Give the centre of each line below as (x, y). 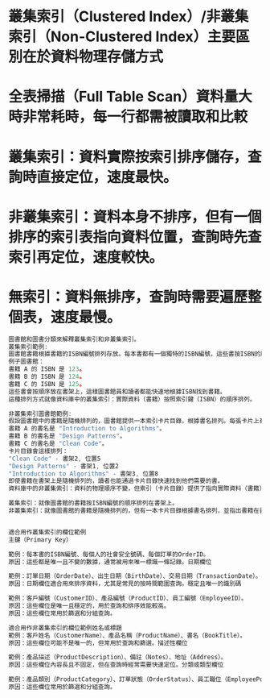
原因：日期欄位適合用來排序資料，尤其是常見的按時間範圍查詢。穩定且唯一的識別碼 (125, 584)
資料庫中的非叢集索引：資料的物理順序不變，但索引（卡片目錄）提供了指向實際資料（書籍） (137, 488)
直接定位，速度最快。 (107, 177)
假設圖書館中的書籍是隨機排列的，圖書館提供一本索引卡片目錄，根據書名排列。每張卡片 (131, 421)
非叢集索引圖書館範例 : (40, 413)
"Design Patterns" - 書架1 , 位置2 (63, 466)
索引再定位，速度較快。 (86, 257)
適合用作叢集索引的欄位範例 (47, 532)
